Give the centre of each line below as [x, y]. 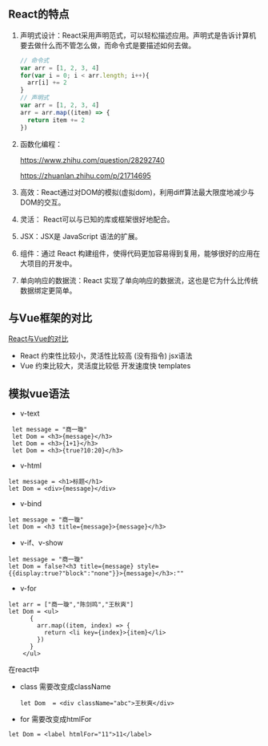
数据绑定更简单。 [48, 290]
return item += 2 [56, 120]
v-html [31, 466]
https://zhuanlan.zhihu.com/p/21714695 [86, 176]
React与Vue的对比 [38, 339]
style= [148, 567]
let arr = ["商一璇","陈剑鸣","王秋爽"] [71, 605]
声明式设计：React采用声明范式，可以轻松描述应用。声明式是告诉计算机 [138, 35]
